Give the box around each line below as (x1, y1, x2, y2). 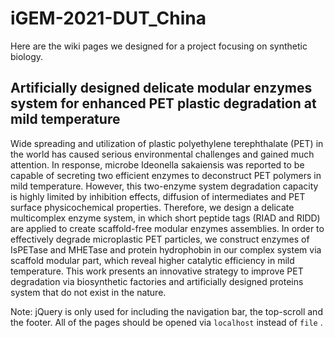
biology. (10, 50, 44, 62)
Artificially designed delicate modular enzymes (10, 80, 313, 97)
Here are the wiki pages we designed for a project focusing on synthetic (10, 40, 308, 52)
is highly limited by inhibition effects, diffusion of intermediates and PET (10, 190, 306, 202)
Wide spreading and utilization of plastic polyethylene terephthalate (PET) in (10, 137, 324, 149)
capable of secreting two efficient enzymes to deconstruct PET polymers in (10, 169, 322, 181)
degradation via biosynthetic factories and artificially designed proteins (10, 275, 304, 287)
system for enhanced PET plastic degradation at (10, 95, 317, 112)
